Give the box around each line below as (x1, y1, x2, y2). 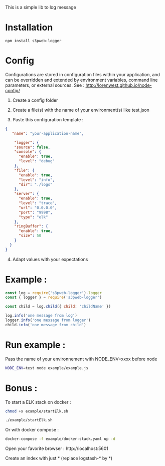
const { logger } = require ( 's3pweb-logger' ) (5, 295, 102, 300)
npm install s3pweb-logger (5, 38, 62, 43)
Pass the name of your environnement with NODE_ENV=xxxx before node (5, 356, 157, 362)
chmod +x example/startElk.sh (5, 408, 69, 414)
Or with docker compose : (5, 427, 59, 433)
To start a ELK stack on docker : (5, 399, 71, 405)
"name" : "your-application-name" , (12, 131, 84, 136)
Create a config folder (12, 97, 58, 103)
